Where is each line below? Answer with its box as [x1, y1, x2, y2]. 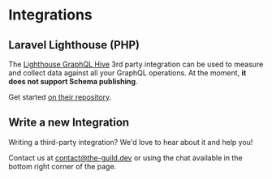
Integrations [8, 6, 93, 24]
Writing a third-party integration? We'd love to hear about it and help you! [8, 137, 253, 147]
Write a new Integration [8, 116, 130, 130]
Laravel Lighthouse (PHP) [8, 38, 140, 52]
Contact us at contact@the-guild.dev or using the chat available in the [8, 152, 243, 163]
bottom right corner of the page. [8, 161, 117, 171]
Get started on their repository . [8, 92, 112, 102]
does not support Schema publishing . [8, 77, 138, 86]
